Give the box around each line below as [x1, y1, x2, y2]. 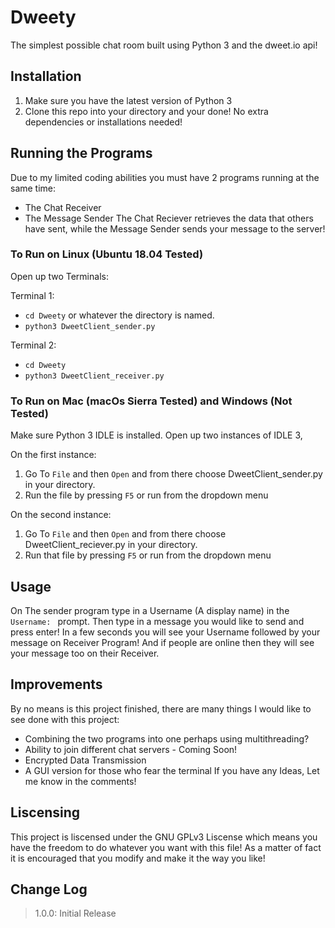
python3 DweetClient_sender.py [24, 321, 156, 331]
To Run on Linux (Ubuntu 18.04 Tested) [10, 247, 204, 261]
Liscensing [10, 804, 81, 821]
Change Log [10, 881, 88, 898]
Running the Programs [10, 145, 153, 162]
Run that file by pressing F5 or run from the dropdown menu [24, 549, 272, 561]
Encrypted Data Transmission [24, 754, 147, 766]
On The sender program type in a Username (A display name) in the [10, 604, 290, 616]
